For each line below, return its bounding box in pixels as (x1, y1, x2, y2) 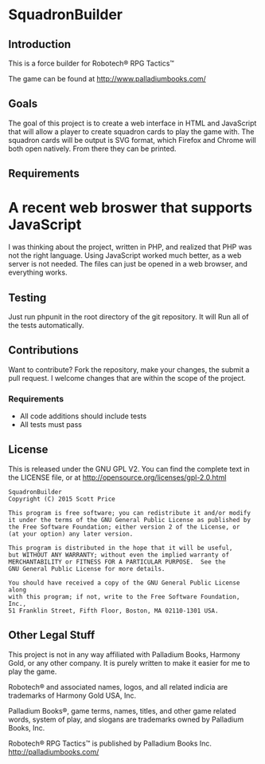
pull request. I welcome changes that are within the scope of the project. (8, 373, 247, 382)
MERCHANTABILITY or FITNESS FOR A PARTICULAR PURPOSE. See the (8, 557, 226, 566)
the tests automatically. (8, 320, 84, 330)
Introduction (8, 38, 72, 51)
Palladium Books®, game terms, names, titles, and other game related (8, 706, 236, 715)
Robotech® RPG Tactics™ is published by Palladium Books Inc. (8, 738, 212, 748)
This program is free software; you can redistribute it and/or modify (8, 509, 251, 517)
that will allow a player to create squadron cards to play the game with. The (8, 126, 255, 137)
